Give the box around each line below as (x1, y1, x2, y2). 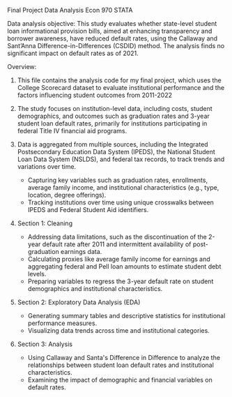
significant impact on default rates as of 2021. (7, 49, 139, 57)
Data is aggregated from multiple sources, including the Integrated (17, 140, 208, 149)
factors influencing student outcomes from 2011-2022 (17, 91, 173, 99)
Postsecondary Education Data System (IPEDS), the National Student (17, 148, 216, 156)
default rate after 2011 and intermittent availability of (42, 240, 192, 248)
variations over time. (17, 163, 77, 170)
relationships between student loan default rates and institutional (27, 361, 215, 369)
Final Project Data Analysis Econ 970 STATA (7, 6, 133, 14)
